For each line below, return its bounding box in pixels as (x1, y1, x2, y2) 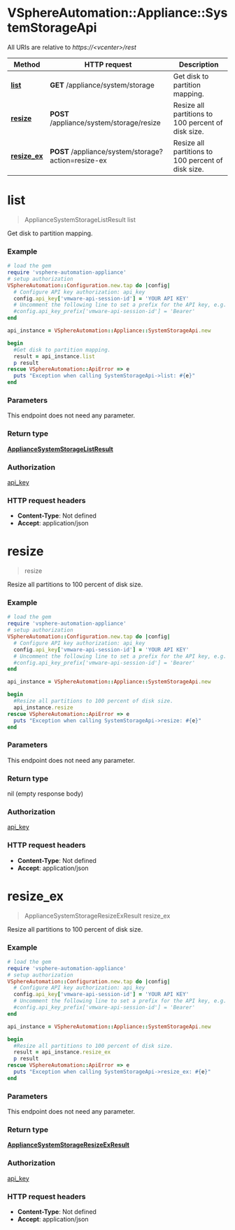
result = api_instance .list (13, 352, 96, 360)
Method (13, 60, 41, 69)
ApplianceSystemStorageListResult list (24, 215, 136, 223)
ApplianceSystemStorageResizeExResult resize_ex (24, 911, 171, 920)
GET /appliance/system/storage (50, 80, 155, 90)
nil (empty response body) (7, 789, 84, 798)
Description (178, 60, 219, 69)
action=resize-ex (50, 156, 107, 165)
